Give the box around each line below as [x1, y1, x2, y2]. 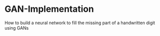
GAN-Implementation [4, 3, 94, 15]
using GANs [4, 25, 29, 31]
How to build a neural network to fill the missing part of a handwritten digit [4, 20, 156, 26]
